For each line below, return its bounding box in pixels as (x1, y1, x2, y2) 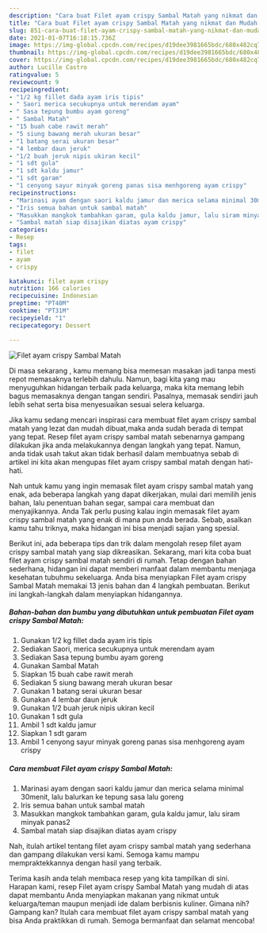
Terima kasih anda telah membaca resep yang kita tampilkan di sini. (9, 873, 230, 883)
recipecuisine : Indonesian (9, 292, 98, 300)
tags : (9, 241, 27, 249)
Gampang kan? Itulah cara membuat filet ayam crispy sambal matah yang (9, 908, 249, 917)
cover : (9, 56, 31, 64)
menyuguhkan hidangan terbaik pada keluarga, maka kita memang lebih (9, 382, 244, 392)
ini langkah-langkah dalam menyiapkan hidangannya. (9, 589, 183, 598)
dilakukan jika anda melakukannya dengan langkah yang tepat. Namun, (9, 440, 241, 450)
